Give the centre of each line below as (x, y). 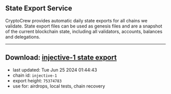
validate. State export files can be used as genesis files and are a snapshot (84, 26)
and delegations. (23, 37)
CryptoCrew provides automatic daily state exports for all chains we (76, 20)
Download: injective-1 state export (61, 58)
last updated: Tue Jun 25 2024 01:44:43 (55, 70)
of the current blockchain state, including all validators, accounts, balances (84, 31)
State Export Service (39, 8)
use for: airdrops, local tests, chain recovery (59, 86)
